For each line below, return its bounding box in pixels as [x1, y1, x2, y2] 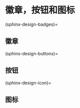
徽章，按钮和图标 [5, 4, 76, 16]
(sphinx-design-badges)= [5, 21, 58, 27]
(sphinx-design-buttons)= [5, 50, 58, 56]
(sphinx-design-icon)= [5, 80, 52, 86]
